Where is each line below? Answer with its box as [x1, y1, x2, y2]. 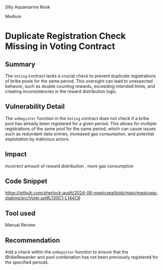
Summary [5, 60, 36, 68]
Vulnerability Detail [5, 102, 65, 111]
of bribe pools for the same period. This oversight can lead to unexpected [5, 78, 153, 84]
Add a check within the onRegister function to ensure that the [5, 249, 128, 255]
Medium [5, 14, 22, 19]
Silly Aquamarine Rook [5, 4, 50, 10]
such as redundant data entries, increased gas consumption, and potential [5, 131, 154, 136]
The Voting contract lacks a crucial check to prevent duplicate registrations [5, 73, 156, 79]
